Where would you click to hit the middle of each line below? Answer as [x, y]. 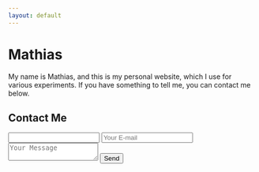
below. [19, 93]
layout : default [35, 15]
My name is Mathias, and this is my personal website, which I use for [120, 77]
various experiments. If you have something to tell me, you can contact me [129, 84]
